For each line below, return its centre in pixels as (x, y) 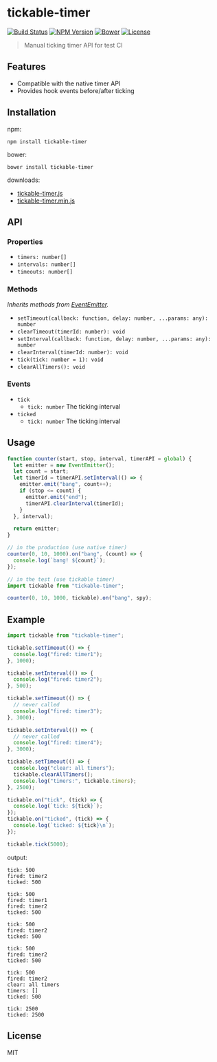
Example (26, 619)
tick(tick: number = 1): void (60, 360)
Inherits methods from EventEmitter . (58, 304)
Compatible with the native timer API (69, 83)
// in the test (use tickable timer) (61, 579)
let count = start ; (41, 471)
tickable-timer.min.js (46, 201)
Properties (25, 241)
